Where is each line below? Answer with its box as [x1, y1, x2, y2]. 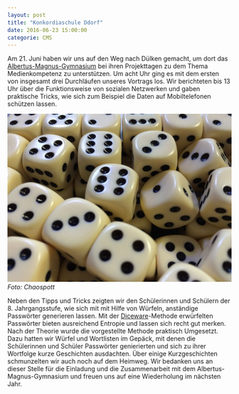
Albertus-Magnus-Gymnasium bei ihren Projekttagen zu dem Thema [7, 62, 208, 70]
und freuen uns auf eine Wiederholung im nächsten [70, 372, 221, 380]
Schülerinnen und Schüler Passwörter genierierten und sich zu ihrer [7, 342, 206, 351]
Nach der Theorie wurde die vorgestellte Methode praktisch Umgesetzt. [7, 327, 218, 336]
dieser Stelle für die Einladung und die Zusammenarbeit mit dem [7, 365, 196, 373]
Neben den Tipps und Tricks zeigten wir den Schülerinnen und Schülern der [7, 297, 230, 305]
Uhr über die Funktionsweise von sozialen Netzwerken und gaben [7, 85, 201, 93]
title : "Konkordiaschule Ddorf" [7, 18, 103, 26]
